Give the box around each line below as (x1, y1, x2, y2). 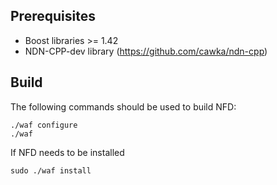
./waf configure (10, 120, 78, 130)
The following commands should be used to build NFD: (10, 100, 237, 113)
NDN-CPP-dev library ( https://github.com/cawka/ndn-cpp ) (24, 45, 268, 57)
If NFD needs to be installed (10, 146, 125, 158)
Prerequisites (10, 8, 96, 25)
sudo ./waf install (10, 165, 92, 176)
